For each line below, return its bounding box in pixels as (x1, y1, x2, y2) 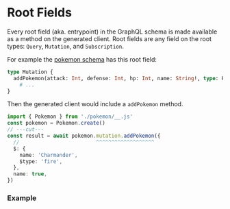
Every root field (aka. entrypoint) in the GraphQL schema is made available (7, 27, 218, 36)
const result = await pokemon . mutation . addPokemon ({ (7, 132, 161, 140)
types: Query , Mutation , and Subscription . (7, 42, 125, 50)
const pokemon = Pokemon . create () (7, 120, 106, 127)
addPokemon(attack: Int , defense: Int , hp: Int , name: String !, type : (13, 75, 219, 82)
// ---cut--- (7, 126, 44, 133)
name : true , (13, 171, 48, 177)
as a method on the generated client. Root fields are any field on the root (7, 34, 212, 42)
